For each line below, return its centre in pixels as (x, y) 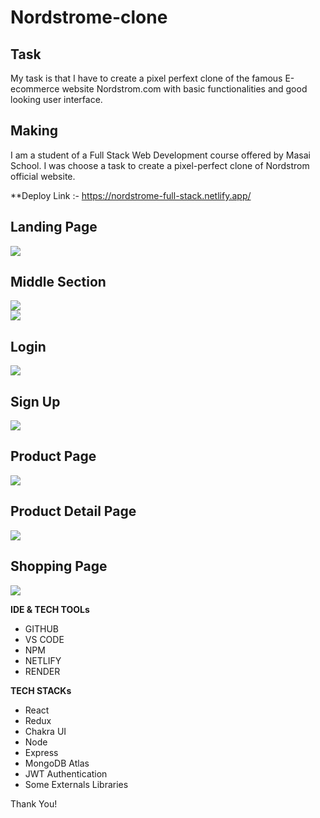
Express (41, 752)
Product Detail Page (73, 511)
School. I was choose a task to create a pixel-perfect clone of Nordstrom (160, 165)
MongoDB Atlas (57, 763)
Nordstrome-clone (89, 17)
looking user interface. (56, 99)
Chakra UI (45, 731)
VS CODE (44, 639)
